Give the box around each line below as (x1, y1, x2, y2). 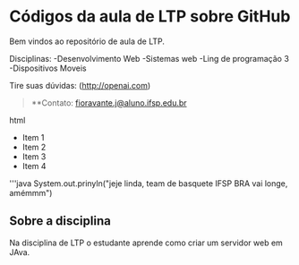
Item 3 (21, 150, 47, 162)
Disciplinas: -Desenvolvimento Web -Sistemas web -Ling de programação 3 (9, 53, 289, 64)
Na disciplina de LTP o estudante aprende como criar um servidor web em (9, 237, 284, 248)
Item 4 (21, 160, 47, 171)
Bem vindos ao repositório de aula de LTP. (9, 36, 166, 47)
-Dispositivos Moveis (9, 63, 87, 73)
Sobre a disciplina (9, 213, 112, 229)
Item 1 (21, 132, 45, 142)
